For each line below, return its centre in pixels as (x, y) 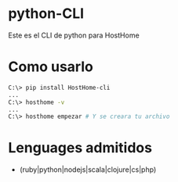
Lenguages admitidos (80, 148)
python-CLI (46, 14)
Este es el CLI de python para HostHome (74, 35)
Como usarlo (51, 67)
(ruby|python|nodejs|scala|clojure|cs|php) (88, 170)
